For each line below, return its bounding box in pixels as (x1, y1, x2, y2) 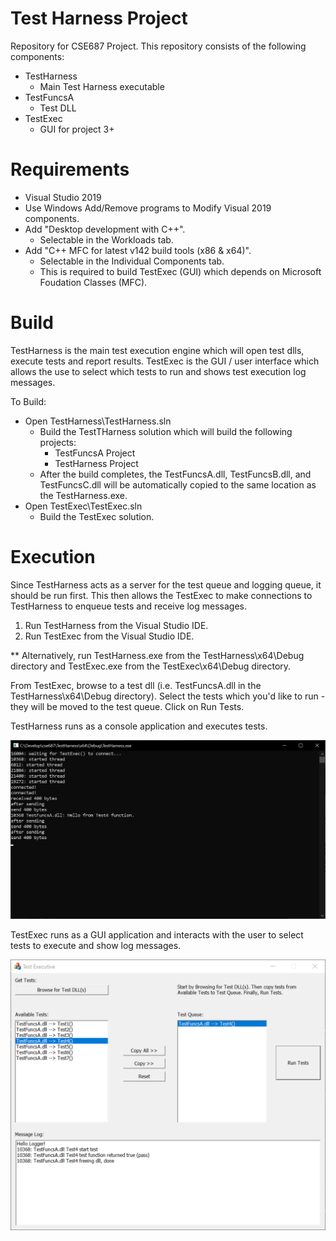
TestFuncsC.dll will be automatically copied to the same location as (39, 478, 317, 491)
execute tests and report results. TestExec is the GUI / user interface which (10, 355, 320, 367)
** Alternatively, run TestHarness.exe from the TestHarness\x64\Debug (10, 649, 305, 661)
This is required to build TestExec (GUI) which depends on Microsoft (39, 265, 322, 277)
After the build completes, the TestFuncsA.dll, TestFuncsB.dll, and (39, 468, 312, 480)
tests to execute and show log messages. (10, 939, 182, 951)
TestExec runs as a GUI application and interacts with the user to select (10, 928, 304, 941)
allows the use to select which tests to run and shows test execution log (10, 365, 307, 377)
